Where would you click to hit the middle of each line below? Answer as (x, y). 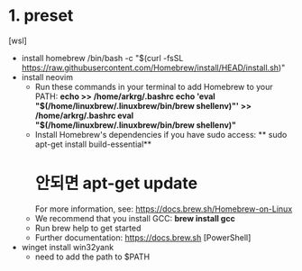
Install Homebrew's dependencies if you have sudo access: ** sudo (161, 134)
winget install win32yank (68, 247)
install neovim (47, 77)
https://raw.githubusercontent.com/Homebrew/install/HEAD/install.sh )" (153, 68)
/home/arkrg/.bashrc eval (84, 115)
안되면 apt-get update (116, 183)
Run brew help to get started (88, 228)
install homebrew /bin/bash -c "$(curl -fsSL (102, 58)
